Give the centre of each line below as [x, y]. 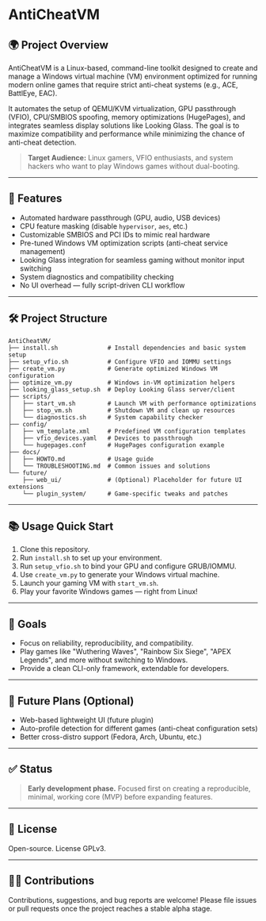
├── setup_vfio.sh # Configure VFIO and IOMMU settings [120, 362]
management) [42, 251]
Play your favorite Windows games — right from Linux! [108, 592]
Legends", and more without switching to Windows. [104, 660]
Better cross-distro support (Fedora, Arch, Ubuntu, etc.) [110, 737]
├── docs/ [25, 452]
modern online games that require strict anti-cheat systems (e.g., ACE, [123, 85]
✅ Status [30, 769]
